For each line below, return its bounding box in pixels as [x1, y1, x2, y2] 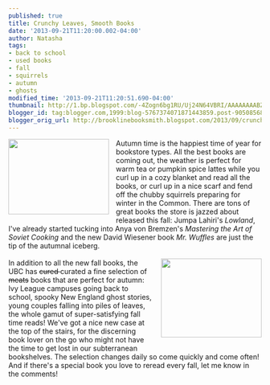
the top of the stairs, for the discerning [8, 326, 137, 336]
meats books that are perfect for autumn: [8, 275, 145, 285]
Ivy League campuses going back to [8, 283, 129, 293]
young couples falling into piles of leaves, [8, 301, 146, 310]
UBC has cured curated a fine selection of [8, 266, 147, 276]
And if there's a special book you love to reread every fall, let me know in [8, 360, 250, 370]
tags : [8, 42, 27, 50]
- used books [8, 57, 52, 65]
